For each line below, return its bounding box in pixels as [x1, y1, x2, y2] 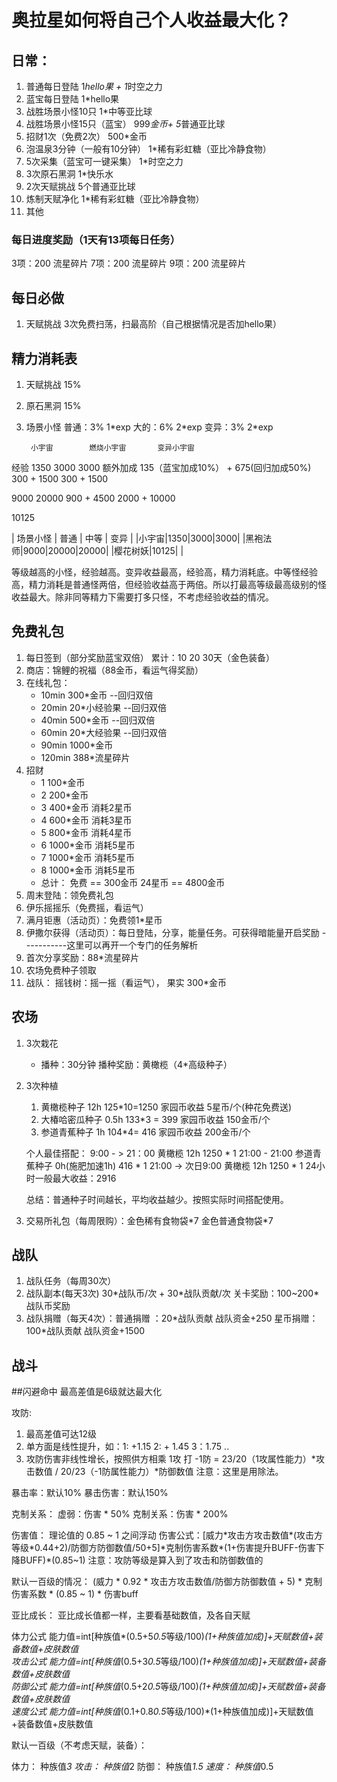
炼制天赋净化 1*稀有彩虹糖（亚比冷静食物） [25, 193, 205, 205]
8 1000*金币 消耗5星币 [40, 864, 136, 876]
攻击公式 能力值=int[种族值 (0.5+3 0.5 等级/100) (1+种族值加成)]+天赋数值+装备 [11, 1656, 327, 1668]
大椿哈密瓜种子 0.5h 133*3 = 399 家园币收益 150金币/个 [40, 1113, 271, 1125]
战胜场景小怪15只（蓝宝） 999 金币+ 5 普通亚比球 [25, 118, 226, 130]
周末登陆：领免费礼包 [25, 889, 114, 901]
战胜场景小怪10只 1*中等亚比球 [25, 106, 153, 117]
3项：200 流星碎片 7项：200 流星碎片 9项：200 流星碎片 [11, 257, 247, 270]
